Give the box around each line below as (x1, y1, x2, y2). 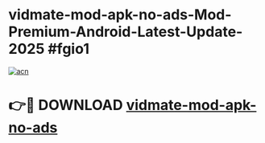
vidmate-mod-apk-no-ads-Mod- (8, 6, 232, 24)
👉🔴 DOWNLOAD (8, 96, 123, 114)
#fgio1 (48, 40, 90, 58)
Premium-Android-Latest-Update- (8, 22, 243, 41)
